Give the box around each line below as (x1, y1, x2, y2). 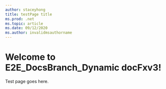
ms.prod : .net (5, 16, 35, 21)
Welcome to (5, 51, 56, 63)
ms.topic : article (5, 21, 43, 26)
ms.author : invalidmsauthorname (5, 30, 72, 35)
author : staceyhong (5, 7, 46, 12)
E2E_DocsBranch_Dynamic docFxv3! (5, 62, 162, 73)
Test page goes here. (5, 78, 49, 84)
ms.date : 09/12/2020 (5, 26, 48, 31)
